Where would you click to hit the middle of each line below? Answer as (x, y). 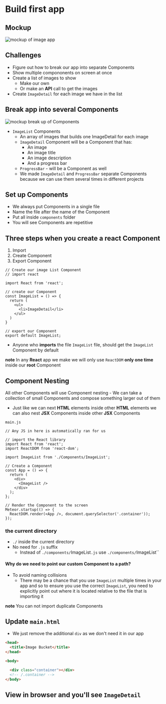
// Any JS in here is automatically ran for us (56, 431)
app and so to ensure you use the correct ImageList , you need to (86, 586)
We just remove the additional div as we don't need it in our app (78, 634)
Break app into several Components (62, 110)
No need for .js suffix (35, 547)
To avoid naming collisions (40, 575)
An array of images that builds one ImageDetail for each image (84, 136)
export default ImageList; (33, 336)
